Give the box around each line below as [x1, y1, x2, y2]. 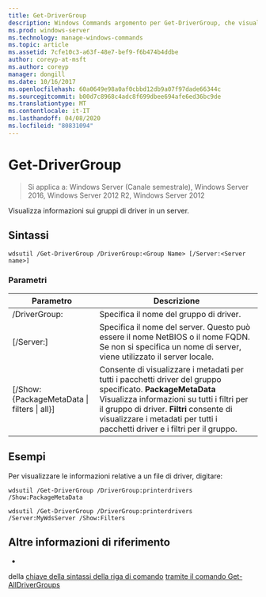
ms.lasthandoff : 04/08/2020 [8, 115, 101, 123]
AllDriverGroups [8, 580, 61, 590]
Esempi [8, 450, 46, 463]
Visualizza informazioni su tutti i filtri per [99, 393, 249, 404]
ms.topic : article [8, 41, 69, 49]
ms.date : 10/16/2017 [8, 77, 77, 85]
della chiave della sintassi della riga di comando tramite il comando [8, 572, 226, 581]
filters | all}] [12, 403, 55, 414]
